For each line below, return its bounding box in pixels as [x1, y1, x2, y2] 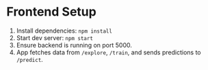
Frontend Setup [6, 4, 96, 20]
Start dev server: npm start [16, 33, 94, 41]
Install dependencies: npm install [16, 27, 112, 35]
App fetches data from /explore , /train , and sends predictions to [16, 48, 201, 56]
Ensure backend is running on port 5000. [16, 41, 133, 49]
